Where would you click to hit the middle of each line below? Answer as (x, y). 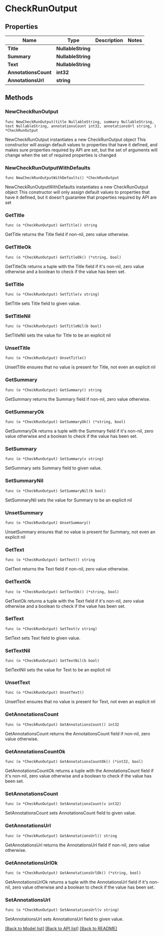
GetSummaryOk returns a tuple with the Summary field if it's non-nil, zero (79, 431)
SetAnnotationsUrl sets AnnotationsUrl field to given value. (64, 919)
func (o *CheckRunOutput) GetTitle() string (51, 226)
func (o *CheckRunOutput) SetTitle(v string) (52, 294)
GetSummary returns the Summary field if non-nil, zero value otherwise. (78, 399)
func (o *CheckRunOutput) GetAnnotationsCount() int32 (62, 725)
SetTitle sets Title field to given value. (43, 303)
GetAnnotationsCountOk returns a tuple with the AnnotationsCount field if (79, 771)
